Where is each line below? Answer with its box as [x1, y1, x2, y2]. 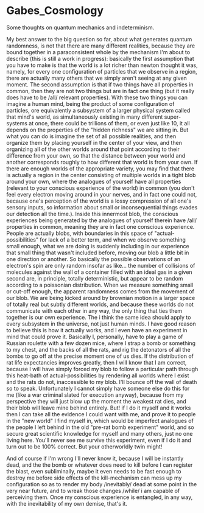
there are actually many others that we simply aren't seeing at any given [6, 74, 187, 82]
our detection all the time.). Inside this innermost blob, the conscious [6, 210, 178, 217]
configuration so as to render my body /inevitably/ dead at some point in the [6, 480, 197, 487]
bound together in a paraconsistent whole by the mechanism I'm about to [6, 48, 191, 55]
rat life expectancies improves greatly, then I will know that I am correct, [6, 358, 187, 366]
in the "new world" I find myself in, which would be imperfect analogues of [6, 417, 194, 424]
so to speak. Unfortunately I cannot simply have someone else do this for [6, 385, 190, 392]
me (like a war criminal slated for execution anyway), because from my [6, 391, 184, 399]
